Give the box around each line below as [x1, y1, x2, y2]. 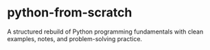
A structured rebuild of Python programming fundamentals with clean [7, 27, 204, 36]
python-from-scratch [7, 5, 132, 21]
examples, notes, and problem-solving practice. [7, 34, 143, 42]
